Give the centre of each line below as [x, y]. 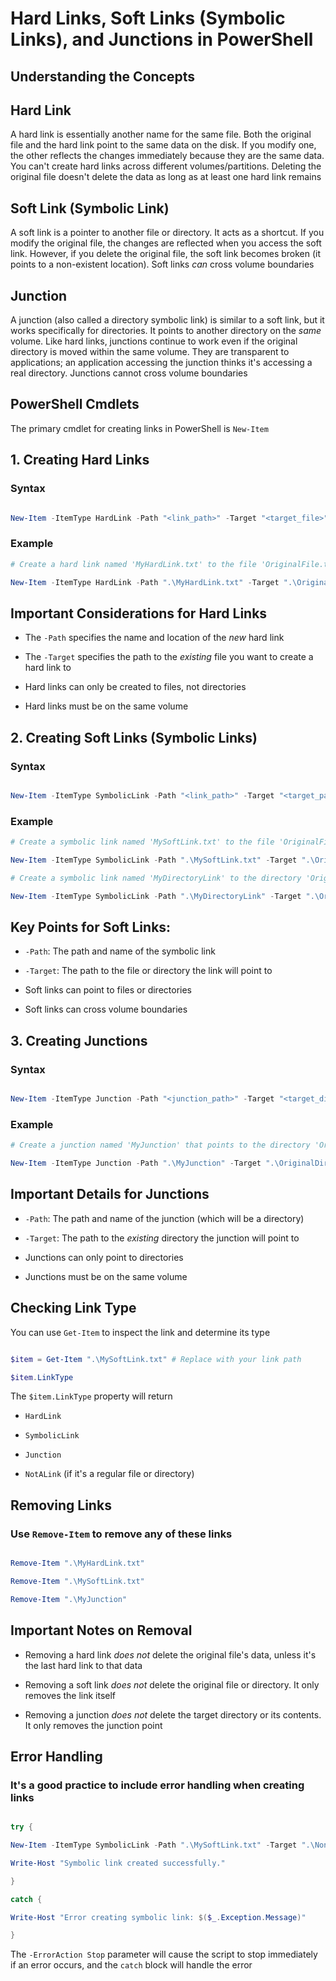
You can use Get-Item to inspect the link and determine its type [140, 1332]
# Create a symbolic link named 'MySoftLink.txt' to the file [142, 842]
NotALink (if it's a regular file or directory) [109, 1474]
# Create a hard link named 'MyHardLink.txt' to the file [133, 564]
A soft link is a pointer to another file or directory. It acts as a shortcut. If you [167, 233]
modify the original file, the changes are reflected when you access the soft [166, 243]
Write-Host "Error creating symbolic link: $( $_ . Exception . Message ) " [158, 1917]
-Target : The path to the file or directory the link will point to [148, 971]
